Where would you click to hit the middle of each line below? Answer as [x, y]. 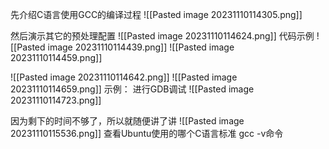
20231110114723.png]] [56, 100]
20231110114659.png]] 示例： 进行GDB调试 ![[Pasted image [132, 89]
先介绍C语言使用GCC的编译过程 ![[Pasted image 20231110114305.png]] [156, 14]
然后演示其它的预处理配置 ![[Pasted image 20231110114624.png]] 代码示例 [162, 36]
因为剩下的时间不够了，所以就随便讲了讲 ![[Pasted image [127, 121]
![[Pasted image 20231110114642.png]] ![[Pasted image [124, 77]
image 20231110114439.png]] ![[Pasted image [141, 47]
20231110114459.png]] [56, 57]
